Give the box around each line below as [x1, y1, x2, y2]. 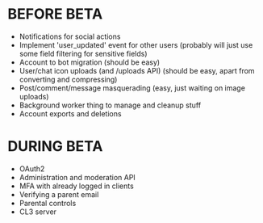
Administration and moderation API [19, 172, 136, 182]
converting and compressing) [19, 74, 118, 84]
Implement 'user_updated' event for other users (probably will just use [19, 40, 253, 49]
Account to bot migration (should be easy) [19, 57, 161, 67]
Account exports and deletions [19, 108, 122, 118]
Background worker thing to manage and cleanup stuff [19, 100, 202, 110]
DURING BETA [7, 137, 103, 156]
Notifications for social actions [19, 32, 121, 41]
